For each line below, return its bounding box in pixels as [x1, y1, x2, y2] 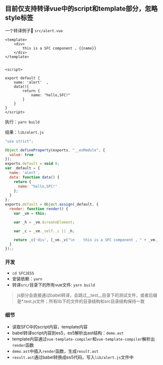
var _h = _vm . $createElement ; [14, 219, 75, 225]
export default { [5, 75, 40, 80]
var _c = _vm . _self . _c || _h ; [14, 228, 75, 234]
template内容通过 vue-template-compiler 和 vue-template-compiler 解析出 [12, 336, 155, 342]
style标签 [5, 14, 33, 22]
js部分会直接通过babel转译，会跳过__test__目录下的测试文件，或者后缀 [16, 292, 158, 298]
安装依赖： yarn [12, 276, 43, 282]
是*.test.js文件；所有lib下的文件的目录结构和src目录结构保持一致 [16, 298, 145, 304]
